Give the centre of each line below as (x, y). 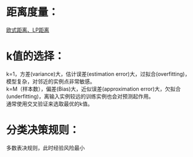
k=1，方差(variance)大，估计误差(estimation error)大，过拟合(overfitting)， (98, 74)
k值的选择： (36, 56)
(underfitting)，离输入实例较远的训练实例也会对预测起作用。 (80, 96)
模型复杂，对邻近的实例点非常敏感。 (51, 81)
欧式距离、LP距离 (28, 30)
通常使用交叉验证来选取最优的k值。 (50, 104)
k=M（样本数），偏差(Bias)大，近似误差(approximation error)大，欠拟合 (94, 89)
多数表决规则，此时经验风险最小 (45, 147)
